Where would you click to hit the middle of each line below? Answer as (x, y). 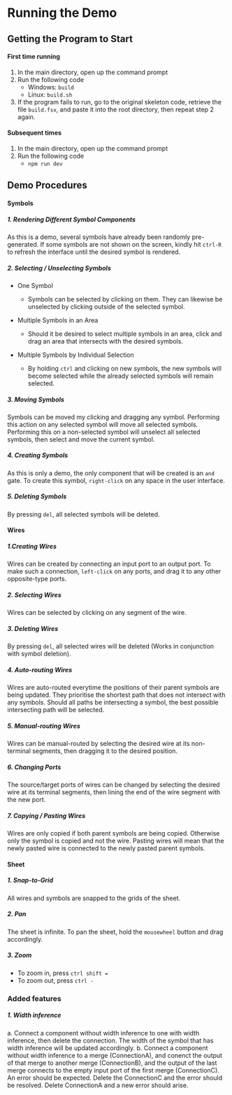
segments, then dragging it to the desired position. (105, 751)
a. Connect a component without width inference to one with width (103, 1033)
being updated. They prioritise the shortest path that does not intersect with (116, 695)
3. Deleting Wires (33, 628)
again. (26, 116)
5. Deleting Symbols (37, 496)
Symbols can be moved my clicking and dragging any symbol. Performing (114, 417)
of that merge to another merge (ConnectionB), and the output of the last (112, 1063)
